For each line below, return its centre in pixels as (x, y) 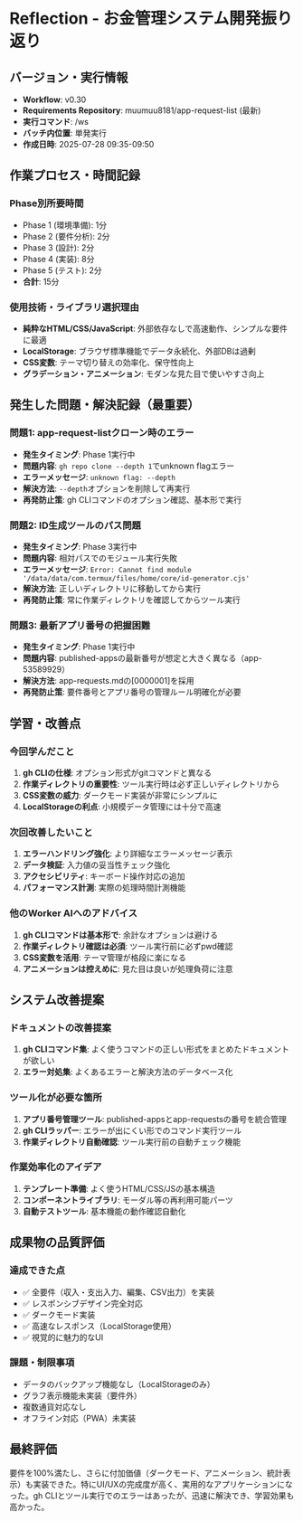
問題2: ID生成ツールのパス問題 (76, 525)
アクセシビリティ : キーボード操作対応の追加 (104, 876)
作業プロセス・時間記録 (75, 176)
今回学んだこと (42, 751)
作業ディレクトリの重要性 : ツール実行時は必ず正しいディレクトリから (151, 784)
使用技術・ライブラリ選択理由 (75, 307)
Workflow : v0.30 (54, 99)
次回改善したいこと (51, 832)
